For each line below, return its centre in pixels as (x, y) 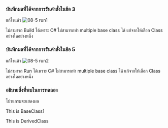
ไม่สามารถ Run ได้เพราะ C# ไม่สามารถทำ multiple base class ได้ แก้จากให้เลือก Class (83, 71)
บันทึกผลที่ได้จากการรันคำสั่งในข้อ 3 (41, 9)
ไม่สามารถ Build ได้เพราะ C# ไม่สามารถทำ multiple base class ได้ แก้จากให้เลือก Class (84, 30)
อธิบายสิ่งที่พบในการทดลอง (32, 90)
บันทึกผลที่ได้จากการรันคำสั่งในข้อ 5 (41, 50)
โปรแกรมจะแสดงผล (23, 101)
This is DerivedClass (27, 121)
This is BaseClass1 (25, 111)
